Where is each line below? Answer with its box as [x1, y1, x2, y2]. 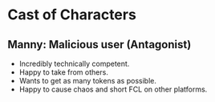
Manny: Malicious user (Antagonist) [7, 38, 192, 51]
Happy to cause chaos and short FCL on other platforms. [18, 84, 208, 94]
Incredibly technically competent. [18, 59, 130, 68]
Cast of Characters [7, 6, 137, 24]
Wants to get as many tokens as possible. [18, 76, 157, 85]
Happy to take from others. [18, 67, 109, 77]
